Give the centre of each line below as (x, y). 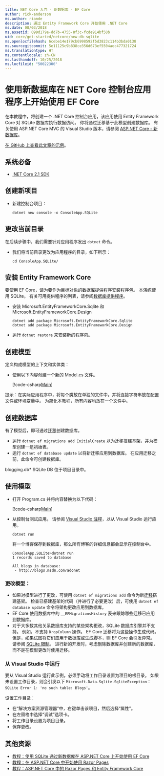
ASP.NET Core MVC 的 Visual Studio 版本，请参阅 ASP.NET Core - (85, 129)
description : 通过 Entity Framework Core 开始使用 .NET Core (66, 23)
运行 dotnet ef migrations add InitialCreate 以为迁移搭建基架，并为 (83, 441)
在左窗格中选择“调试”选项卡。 (42, 714)
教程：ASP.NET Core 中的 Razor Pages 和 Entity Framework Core (78, 769)
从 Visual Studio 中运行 (32, 664)
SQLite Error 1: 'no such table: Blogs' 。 (49, 688)
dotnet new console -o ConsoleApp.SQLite (55, 213)
